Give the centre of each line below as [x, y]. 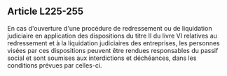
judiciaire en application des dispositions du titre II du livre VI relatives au [112, 36]
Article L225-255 [46, 12]
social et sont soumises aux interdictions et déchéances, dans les [102, 58]
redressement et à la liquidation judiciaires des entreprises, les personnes [113, 43]
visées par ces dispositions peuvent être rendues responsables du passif [113, 50]
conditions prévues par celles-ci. [55, 65]
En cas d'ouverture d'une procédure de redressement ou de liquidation [110, 28]
